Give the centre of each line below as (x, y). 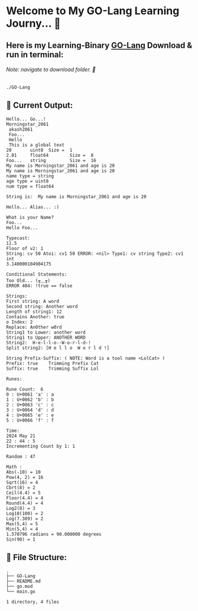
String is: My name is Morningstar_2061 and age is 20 (76, 196)
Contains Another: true (35, 317)
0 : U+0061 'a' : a (30, 395)
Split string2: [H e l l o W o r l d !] (58, 348)
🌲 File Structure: (36, 557)
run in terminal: (35, 54)
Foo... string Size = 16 (51, 160)
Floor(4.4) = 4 (25, 498)
